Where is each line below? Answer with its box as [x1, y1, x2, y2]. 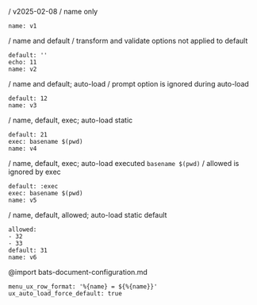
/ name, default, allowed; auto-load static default [8, 210, 167, 219]
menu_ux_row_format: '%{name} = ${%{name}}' [8, 283, 158, 291]
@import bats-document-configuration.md [8, 268, 148, 276]
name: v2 [8, 65, 37, 73]
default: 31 [8, 246, 48, 254]
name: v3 [8, 102, 37, 110]
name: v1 [8, 22, 37, 30]
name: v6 [8, 253, 37, 261]
